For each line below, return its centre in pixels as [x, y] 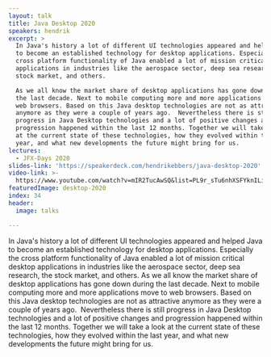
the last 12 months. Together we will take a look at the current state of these [134, 326]
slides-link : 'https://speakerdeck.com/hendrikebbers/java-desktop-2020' [135, 166]
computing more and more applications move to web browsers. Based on [130, 292]
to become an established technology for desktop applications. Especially [131, 249]
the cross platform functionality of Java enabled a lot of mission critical [126, 258]
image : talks [38, 211]
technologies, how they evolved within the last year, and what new [119, 335]
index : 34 [25, 195]
